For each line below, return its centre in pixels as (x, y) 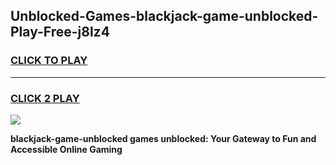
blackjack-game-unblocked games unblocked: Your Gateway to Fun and (163, 138)
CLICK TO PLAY (49, 61)
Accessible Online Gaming (66, 149)
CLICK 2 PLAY (45, 98)
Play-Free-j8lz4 (60, 32)
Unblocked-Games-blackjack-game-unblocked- (164, 16)
